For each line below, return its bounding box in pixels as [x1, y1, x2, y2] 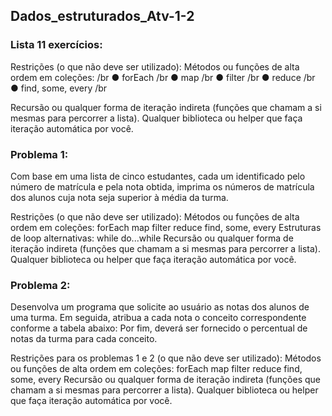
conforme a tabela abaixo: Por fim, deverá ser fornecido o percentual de [10, 322, 308, 334]
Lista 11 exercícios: [10, 38, 103, 52]
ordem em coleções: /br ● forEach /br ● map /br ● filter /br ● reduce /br [10, 71, 316, 83]
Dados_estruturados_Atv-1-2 [10, 8, 195, 25]
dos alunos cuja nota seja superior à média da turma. [10, 191, 229, 203]
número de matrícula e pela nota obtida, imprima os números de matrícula [10, 180, 315, 193]
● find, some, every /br [10, 82, 108, 94]
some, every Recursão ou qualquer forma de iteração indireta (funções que [10, 374, 322, 386]
